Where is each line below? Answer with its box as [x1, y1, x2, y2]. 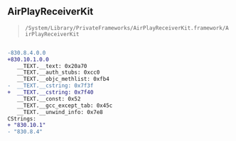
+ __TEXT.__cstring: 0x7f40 [7, 89, 94, 96]
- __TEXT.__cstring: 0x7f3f [7, 82, 94, 89]
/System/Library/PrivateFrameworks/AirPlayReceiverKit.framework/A [24, 24, 229, 31]
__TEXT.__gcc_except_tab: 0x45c [16, 102, 113, 109]
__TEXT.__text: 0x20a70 [16, 62, 87, 69]
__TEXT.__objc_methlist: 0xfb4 [16, 76, 110, 83]
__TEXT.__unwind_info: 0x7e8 [16, 108, 103, 115]
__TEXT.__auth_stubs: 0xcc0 [16, 69, 100, 77]
